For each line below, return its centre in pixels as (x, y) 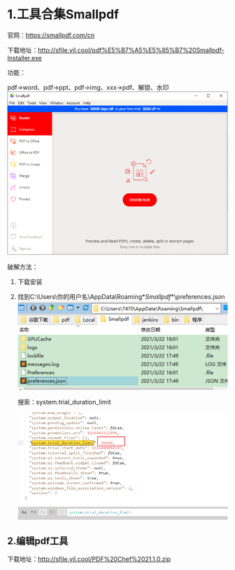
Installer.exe (24, 58)
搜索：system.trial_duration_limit (64, 402)
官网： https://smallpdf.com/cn (51, 35)
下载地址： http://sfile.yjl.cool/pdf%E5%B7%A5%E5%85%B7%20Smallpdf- (116, 50)
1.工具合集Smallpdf (63, 14)
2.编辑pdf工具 (38, 541)
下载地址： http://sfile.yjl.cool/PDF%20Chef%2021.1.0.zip (89, 559)
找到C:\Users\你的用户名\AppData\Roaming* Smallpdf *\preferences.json (121, 296)
